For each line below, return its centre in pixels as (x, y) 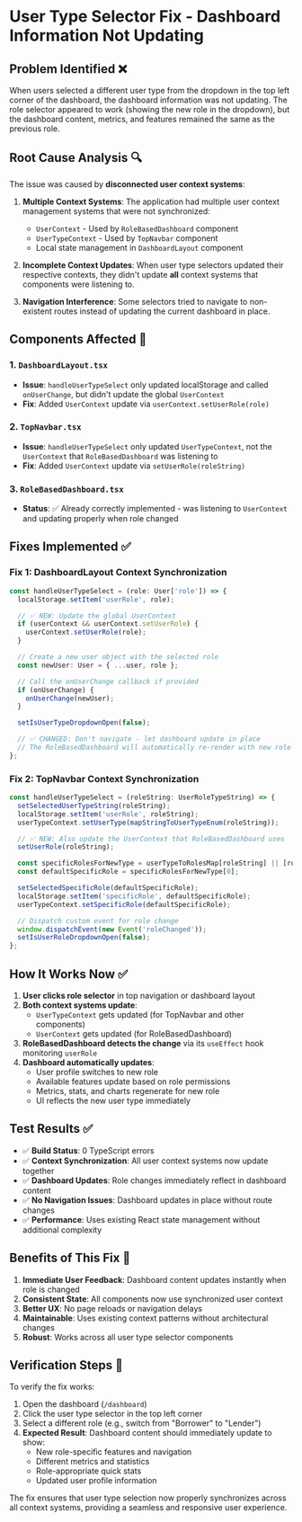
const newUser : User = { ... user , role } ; (98, 665)
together (38, 1170)
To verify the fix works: (52, 1387)
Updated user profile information (96, 1481)
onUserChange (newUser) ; (70, 699)
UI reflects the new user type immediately (113, 1101)
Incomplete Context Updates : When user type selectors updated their (153, 265)
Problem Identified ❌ (68, 69)
